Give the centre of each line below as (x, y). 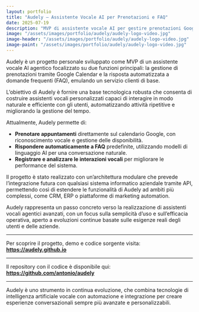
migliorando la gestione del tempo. (48, 111)
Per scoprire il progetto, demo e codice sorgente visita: (73, 243)
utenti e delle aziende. (33, 226)
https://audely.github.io (36, 249)
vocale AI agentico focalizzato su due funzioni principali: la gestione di (92, 68)
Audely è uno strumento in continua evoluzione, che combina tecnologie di (97, 290)
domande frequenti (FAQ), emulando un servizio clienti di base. (83, 80)
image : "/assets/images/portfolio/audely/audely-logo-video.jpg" (88, 34)
